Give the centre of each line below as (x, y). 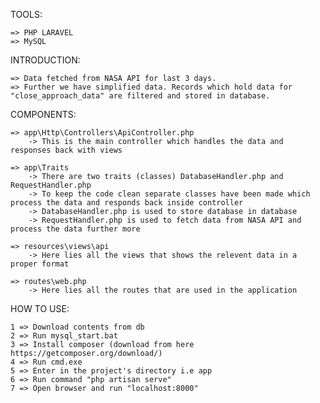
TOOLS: (26, 14)
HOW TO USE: (40, 308)
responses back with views (66, 150)
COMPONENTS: (43, 114)
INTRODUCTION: (45, 60)
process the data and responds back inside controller (127, 203)
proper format (40, 264)
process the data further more (75, 229)
